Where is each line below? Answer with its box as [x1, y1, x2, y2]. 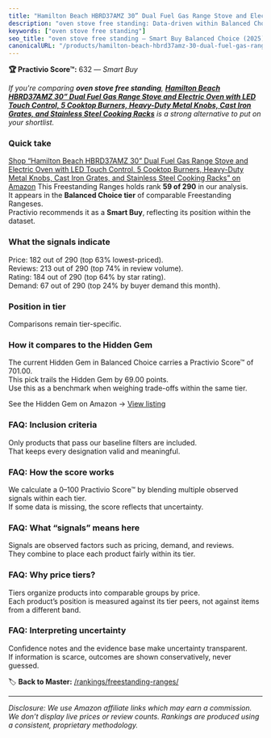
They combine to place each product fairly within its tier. [8, 549, 196, 559]
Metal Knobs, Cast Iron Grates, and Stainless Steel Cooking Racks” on [8, 173, 241, 183]
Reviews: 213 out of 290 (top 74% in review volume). [8, 264, 184, 273]
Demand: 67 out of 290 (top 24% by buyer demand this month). [8, 280, 221, 290]
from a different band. [8, 605, 81, 614]
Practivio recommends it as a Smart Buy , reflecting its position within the [8, 208, 252, 217]
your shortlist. [8, 118, 55, 128]
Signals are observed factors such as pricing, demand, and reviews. [8, 541, 235, 550]
